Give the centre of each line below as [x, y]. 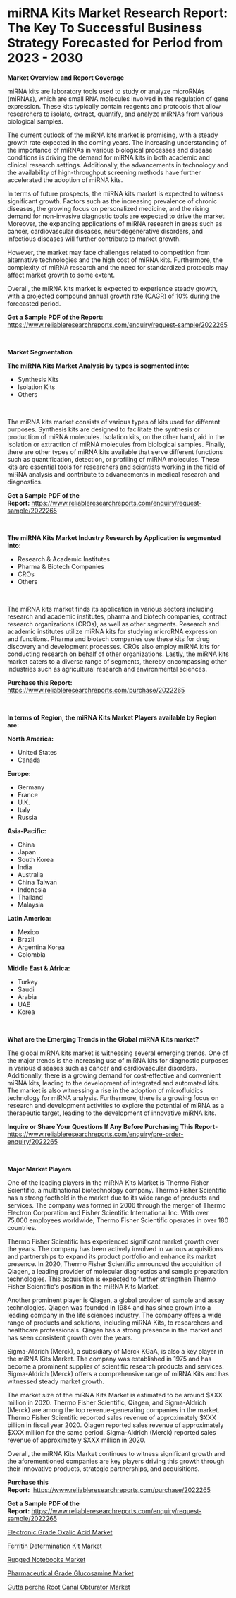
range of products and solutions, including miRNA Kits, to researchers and [115, 1323]
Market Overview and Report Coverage [66, 77]
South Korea [36, 859]
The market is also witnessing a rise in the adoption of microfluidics [105, 1090]
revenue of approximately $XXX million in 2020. [76, 1440]
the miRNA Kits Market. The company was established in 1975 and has [110, 1359]
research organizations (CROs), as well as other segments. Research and [113, 624]
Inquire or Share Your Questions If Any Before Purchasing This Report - [113, 1126]
